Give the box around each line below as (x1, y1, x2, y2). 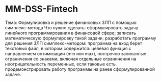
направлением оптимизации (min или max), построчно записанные (5, 50, 147, 57)
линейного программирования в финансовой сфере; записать (5, 30, 136, 36)
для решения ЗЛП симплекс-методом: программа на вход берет (5, 40, 142, 46)
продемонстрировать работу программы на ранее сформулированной (5, 66, 155, 72)
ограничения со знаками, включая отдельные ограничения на (5, 56, 136, 61)
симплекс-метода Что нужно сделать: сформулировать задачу (5, 24, 138, 30)
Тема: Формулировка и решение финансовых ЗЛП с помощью (5, 20, 136, 25)
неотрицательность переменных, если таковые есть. (5, 61, 117, 67)
